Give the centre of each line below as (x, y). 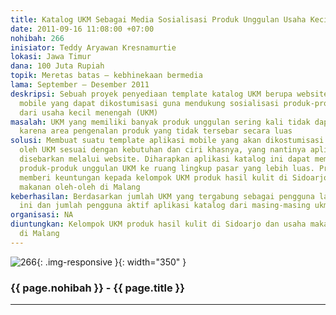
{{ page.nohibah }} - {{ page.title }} (97, 288)
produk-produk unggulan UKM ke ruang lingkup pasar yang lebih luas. (167, 168)
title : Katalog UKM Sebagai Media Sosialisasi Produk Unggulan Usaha (158, 19)
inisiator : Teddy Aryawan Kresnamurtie (93, 47)
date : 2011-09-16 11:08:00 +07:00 (82, 29)
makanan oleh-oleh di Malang (80, 187)
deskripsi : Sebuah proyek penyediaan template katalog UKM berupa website (169, 94)
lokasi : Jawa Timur (51, 57)
